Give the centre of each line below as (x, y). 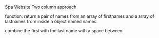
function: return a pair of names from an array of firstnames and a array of (80, 16)
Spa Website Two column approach (41, 7)
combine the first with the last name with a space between (64, 31)
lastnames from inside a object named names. (51, 21)
